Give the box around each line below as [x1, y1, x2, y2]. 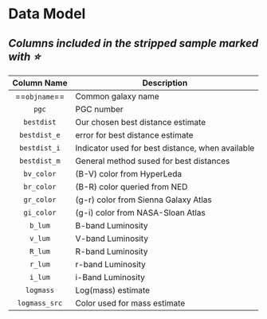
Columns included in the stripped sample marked [8, 37, 259, 50]
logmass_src [17, 299, 63, 307]
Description [142, 77, 188, 88]
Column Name [12, 77, 68, 88]
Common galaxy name [75, 91, 159, 102]
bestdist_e [19, 130, 61, 139]
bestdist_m [19, 157, 61, 165]
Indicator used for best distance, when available [75, 142, 255, 154]
